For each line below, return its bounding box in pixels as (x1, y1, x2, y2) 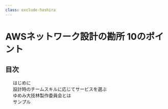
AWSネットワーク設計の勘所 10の (5, 31, 146, 42)
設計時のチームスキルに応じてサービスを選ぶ (12, 86, 107, 92)
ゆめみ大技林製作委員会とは (12, 92, 71, 98)
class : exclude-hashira (5, 7, 56, 13)
